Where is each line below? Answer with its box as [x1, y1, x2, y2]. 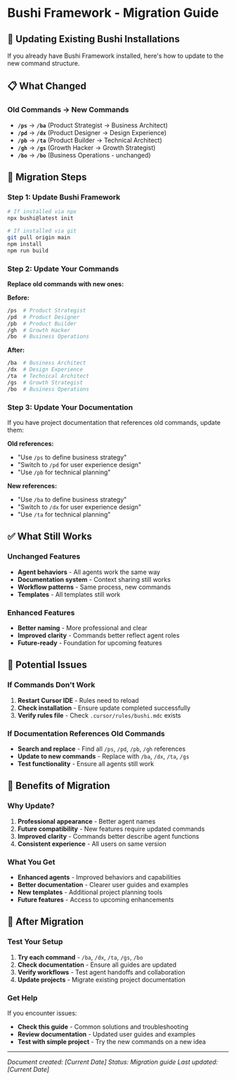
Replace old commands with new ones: [7, 279, 124, 288]
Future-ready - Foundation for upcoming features [17, 638, 163, 647]
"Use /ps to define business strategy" [17, 452, 127, 462]
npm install [7, 241, 42, 248]
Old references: [7, 439, 54, 447]
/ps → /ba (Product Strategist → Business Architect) [17, 121, 169, 129]
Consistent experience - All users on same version [17, 839, 166, 848]
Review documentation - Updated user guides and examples [17, 1029, 196, 1038]
